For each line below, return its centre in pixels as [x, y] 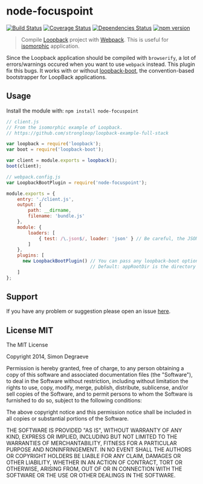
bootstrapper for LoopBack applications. [56, 77]
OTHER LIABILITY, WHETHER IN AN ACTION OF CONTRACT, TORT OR [94, 463]
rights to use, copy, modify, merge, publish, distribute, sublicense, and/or [97, 388]
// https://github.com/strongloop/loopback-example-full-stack [88, 133]
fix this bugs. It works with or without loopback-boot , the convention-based [100, 70]
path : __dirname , [50, 211]
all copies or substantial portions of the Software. [67, 419]
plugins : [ [31, 255]
